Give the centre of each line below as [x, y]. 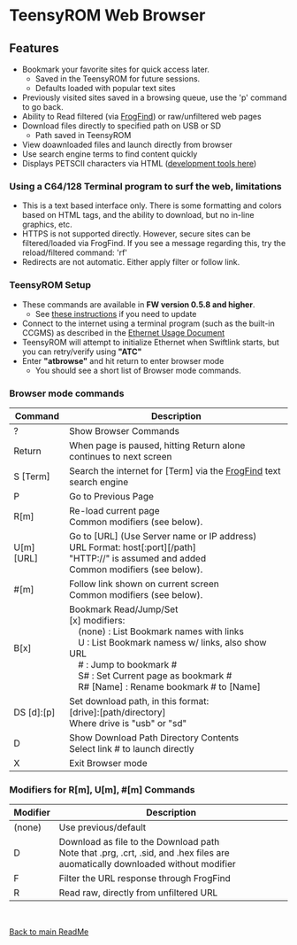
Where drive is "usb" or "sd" [128, 723]
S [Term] [32, 476]
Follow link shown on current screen [144, 584]
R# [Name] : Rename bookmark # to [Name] [169, 686]
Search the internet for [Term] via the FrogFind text [175, 470]
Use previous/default [103, 827]
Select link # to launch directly [132, 748]
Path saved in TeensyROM [83, 135]
